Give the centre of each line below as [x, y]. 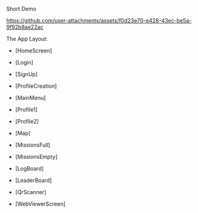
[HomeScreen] [33, 51]
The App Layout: [27, 39]
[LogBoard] [29, 169]
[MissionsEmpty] [36, 157]
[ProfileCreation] [36, 86]
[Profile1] [26, 110]
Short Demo [21, 9]
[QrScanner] [31, 192]
